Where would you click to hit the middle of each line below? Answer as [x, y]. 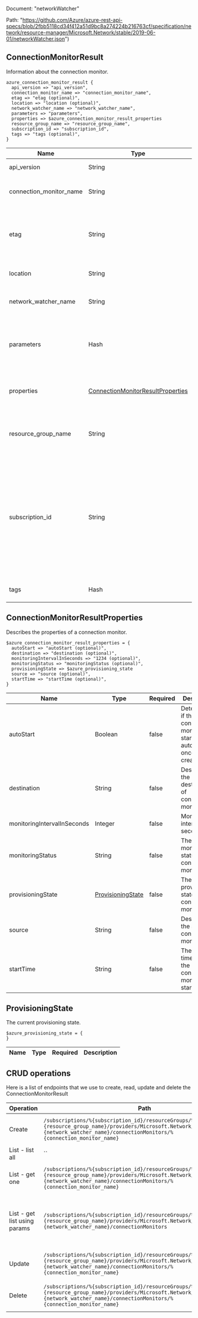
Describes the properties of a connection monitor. [67, 632]
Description [100, 1053]
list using [22, 1221]
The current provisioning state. [44, 1023]
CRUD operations [39, 1073]
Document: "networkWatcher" [43, 9]
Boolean [106, 734]
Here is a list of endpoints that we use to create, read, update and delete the [98, 1088]
